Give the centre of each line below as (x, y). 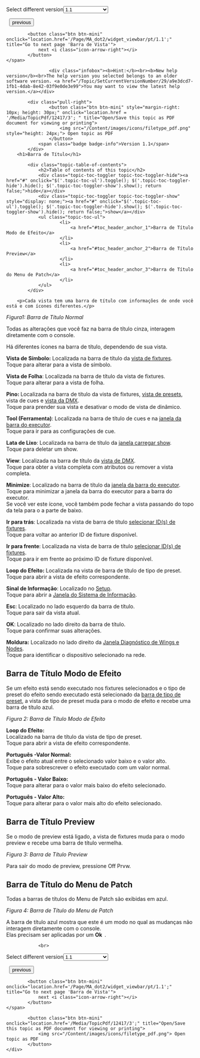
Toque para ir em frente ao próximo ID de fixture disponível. (80, 559)
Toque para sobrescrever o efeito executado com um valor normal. (88, 767)
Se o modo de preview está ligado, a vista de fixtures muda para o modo (96, 836)
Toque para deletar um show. (42, 449)
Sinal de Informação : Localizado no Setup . (59, 588)
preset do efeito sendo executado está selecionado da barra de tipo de (93, 694)
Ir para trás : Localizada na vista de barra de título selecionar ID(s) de (91, 522)
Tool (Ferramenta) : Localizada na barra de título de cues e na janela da (94, 418)
